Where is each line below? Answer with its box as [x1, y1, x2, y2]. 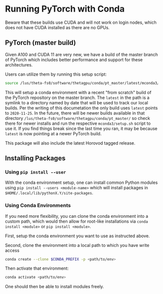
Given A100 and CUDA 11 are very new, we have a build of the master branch [5, 51, 158, 57]
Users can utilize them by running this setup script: [5, 71, 107, 77]
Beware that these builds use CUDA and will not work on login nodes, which [5, 19, 157, 25]
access [5, 247, 19, 253]
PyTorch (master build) [5, 39, 76, 47]
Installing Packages [5, 154, 65, 163]
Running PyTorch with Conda [5, 3, 125, 15]
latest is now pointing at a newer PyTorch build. [5, 131, 102, 136]
